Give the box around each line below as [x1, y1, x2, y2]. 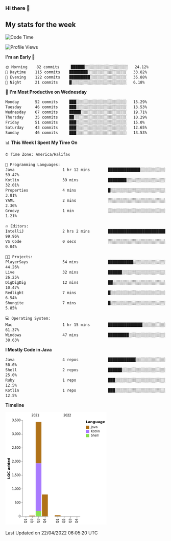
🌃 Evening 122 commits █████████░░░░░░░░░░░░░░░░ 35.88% [5, 74, 147, 80]
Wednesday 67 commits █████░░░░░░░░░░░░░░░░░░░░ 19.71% [5, 110, 147, 115]
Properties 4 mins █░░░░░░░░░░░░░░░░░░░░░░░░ [5, 188, 166, 193]
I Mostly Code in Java [5, 346, 52, 352]
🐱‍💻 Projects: [5, 254, 33, 259]
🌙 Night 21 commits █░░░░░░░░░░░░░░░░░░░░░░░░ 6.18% [5, 79, 145, 85]
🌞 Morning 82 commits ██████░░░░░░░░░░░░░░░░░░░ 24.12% [5, 64, 149, 70]
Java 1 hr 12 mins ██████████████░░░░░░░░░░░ [5, 167, 166, 172]
